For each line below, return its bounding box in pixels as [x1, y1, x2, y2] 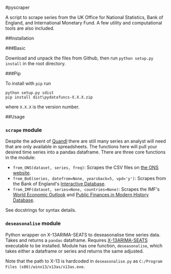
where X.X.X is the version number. [5, 104, 80, 110]
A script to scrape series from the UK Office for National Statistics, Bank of [5, 14, 163, 20]
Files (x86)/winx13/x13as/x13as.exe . [5, 263, 85, 269]
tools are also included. [5, 25, 55, 31]
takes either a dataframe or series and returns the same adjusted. [5, 248, 144, 254]
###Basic [5, 45, 26, 51]
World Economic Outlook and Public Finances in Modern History [12, 192, 149, 198]
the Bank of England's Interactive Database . [12, 181, 106, 187]
